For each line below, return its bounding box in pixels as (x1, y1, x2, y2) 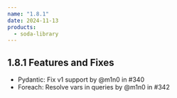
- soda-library (14, 30, 59, 38)
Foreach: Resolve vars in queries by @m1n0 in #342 (17, 83, 171, 92)
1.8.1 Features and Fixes (7, 56, 115, 68)
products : (7, 23, 37, 31)
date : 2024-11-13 (7, 17, 59, 24)
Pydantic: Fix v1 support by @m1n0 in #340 (17, 75, 144, 84)
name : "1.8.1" (7, 10, 50, 18)
